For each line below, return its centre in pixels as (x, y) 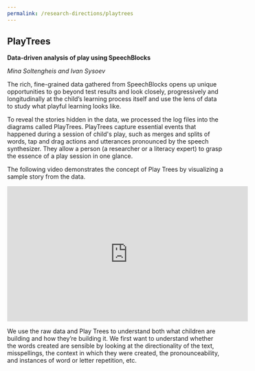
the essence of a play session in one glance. (70, 156)
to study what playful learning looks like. (64, 106)
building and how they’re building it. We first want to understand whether (110, 339)
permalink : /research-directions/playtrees (70, 13)
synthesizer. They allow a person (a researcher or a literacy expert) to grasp (114, 149)
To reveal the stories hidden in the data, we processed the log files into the (113, 120)
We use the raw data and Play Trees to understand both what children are (111, 331)
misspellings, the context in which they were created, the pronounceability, (113, 353)
